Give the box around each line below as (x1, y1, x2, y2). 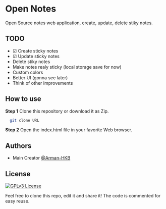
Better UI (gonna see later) (12, 74, 68, 81)
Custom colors (12, 69, 43, 75)
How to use (5, 94, 41, 103)
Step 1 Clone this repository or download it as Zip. (5, 108, 109, 114)
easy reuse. (5, 198, 30, 204)
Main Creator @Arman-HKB (12, 155, 71, 161)
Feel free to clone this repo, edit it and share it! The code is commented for (5, 193, 161, 199)
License (5, 170, 31, 178)
